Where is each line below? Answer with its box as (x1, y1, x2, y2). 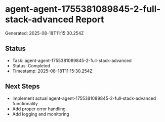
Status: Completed (12, 62, 50, 68)
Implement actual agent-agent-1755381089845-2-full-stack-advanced (12, 95, 156, 101)
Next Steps (5, 82, 40, 91)
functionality (12, 100, 38, 106)
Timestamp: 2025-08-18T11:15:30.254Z (12, 68, 93, 74)
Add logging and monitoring (12, 111, 70, 117)
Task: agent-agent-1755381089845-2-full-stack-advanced (12, 58, 132, 63)
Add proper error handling (12, 106, 66, 112)
